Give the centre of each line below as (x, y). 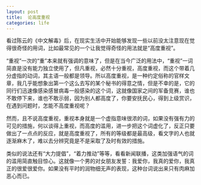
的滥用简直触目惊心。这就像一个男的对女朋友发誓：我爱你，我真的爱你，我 (98, 161)
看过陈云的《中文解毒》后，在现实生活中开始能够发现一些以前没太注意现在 (98, 41)
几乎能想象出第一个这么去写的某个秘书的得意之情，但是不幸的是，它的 (108, 83)
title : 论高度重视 (28, 17)
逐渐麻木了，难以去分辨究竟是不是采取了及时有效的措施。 (77, 141)
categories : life (28, 23)
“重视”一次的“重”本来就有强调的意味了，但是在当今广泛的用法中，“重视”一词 (100, 61)
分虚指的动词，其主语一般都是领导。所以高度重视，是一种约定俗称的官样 (95, 76)
